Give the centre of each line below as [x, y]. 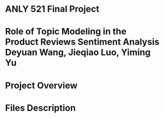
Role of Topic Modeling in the [66, 32]
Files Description [40, 108]
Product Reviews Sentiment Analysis [82, 42]
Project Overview [41, 85]
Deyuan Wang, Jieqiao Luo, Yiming [78, 52]
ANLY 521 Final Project [52, 9]
